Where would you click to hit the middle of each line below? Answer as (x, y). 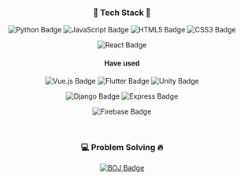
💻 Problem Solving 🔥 (122, 148)
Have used (122, 63)
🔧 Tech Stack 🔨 (122, 13)
